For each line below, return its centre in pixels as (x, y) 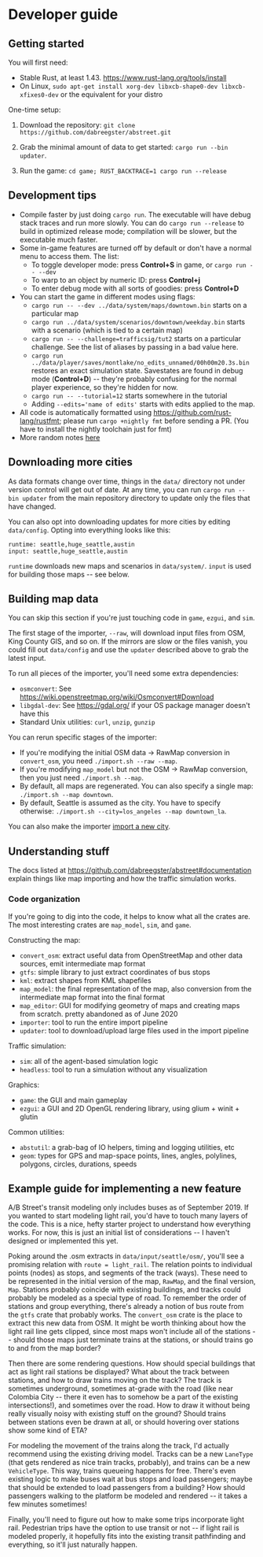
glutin (29, 1117)
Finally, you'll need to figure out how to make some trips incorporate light (126, 1520)
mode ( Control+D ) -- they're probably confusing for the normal (134, 379)
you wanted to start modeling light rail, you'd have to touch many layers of (128, 1216)
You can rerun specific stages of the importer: (82, 737)
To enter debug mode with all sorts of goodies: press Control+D (135, 288)
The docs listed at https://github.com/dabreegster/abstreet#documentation (130, 870)
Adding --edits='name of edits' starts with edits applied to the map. (143, 404)
